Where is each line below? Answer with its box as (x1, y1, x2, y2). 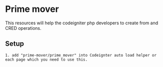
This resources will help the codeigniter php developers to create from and (5, 20, 158, 26)
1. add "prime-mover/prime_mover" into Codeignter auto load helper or (5, 53, 157, 58)
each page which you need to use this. (5, 57, 88, 62)
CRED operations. (5, 25, 42, 31)
